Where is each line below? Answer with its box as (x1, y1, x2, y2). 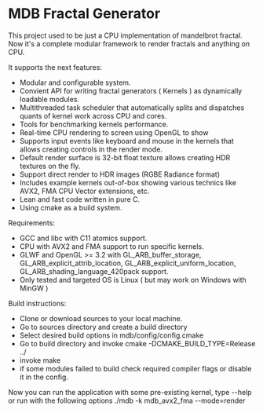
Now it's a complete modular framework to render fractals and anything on (8, 38, 250, 48)
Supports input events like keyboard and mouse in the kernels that (19, 136, 234, 145)
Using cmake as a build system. (19, 203, 123, 212)
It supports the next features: (8, 62, 102, 71)
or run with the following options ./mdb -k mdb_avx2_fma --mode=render (8, 396, 246, 405)
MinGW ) (19, 283, 49, 293)
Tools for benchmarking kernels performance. (19, 119, 169, 129)
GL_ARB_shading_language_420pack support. (19, 266, 169, 276)
